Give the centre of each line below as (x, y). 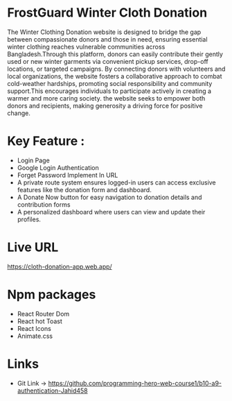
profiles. (29, 219)
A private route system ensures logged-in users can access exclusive (116, 182)
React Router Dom (43, 314)
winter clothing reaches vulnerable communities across (86, 46)
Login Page (33, 160)
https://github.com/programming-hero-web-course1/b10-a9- (135, 383)
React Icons (34, 328)
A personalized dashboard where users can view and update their (111, 212)
